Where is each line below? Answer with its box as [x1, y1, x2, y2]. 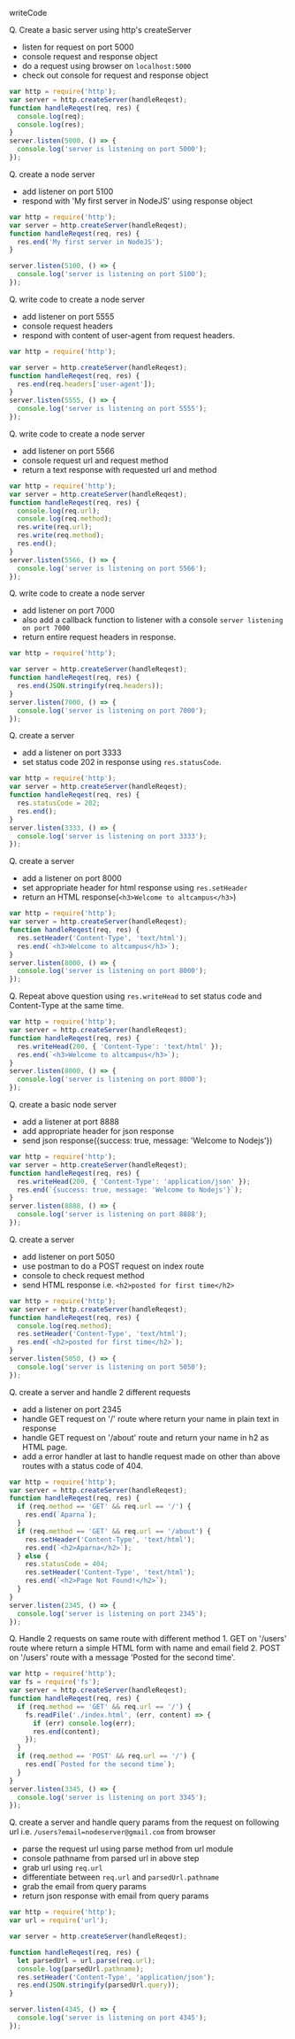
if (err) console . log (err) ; [32, 1718, 137, 1727]
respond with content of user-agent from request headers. [21, 329, 236, 340]
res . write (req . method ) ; [17, 531, 104, 540]
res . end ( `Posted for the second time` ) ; [25, 1760, 176, 1769]
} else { [17, 1551, 49, 1561]
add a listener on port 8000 [21, 873, 122, 884]
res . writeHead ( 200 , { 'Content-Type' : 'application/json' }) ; [17, 1177, 251, 1186]
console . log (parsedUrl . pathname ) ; [17, 1965, 144, 1973]
